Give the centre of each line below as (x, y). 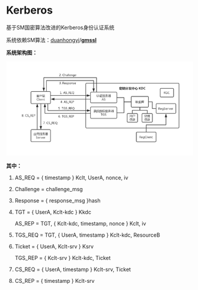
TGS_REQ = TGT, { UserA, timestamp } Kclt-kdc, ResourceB (87, 235)
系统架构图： (22, 52)
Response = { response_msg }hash (58, 201)
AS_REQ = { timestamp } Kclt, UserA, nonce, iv (71, 178)
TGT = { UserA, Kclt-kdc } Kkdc (53, 212)
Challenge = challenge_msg (49, 189)
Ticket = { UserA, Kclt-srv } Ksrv (54, 247)
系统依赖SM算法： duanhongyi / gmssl (51, 40)
